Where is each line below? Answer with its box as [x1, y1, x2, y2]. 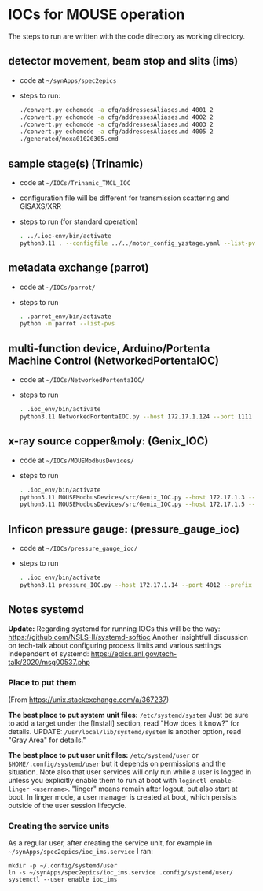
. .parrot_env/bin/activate [19, 313, 111, 321]
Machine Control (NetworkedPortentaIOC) [8, 354, 220, 367]
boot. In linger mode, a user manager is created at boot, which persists [8, 792, 237, 801]
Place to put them [8, 677, 77, 688]
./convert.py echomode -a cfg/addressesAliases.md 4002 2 [19, 113, 214, 121]
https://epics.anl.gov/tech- [90, 648, 177, 659]
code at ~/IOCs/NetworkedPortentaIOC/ [19, 375, 145, 384]
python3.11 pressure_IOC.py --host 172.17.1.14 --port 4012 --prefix [19, 581, 253, 588]
